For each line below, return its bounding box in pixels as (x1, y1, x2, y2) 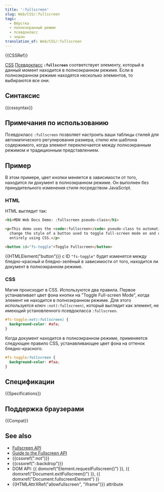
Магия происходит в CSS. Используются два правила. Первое (5, 287, 136, 293)
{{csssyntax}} (5, 105, 33, 111)
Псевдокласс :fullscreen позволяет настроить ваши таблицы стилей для (5, 132, 159, 137)
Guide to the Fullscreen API (12, 450, 67, 456)
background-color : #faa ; (9, 359, 60, 364)
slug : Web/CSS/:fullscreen (5, 12, 60, 17)
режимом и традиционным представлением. (5, 147, 100, 153)
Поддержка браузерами (5, 404, 84, 413)
